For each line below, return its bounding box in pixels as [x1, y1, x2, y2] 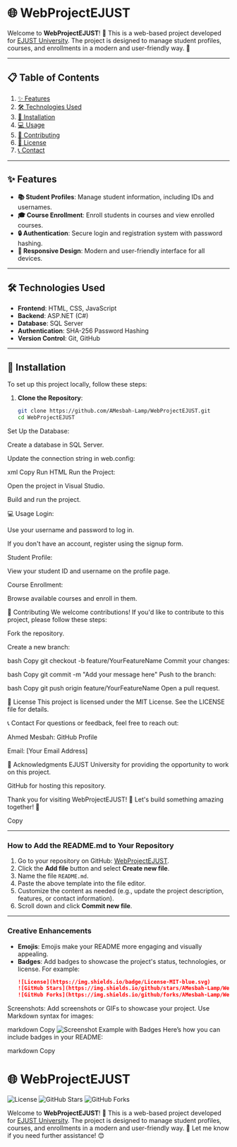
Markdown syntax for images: [7, 1012, 94, 1020]
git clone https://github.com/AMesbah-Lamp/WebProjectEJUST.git [17, 408, 211, 415]
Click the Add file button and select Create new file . [17, 864, 170, 873]
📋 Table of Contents [7, 72, 100, 84]
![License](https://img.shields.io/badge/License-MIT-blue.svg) [17, 978, 211, 985]
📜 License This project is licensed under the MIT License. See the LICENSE [7, 698, 226, 706]
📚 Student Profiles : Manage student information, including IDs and [17, 192, 214, 201]
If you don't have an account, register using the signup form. [7, 539, 183, 548]
